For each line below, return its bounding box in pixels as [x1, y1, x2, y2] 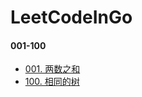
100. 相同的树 [24, 76, 80, 88]
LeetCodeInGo [10, 6, 133, 29]
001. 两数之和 [24, 63, 81, 75]
